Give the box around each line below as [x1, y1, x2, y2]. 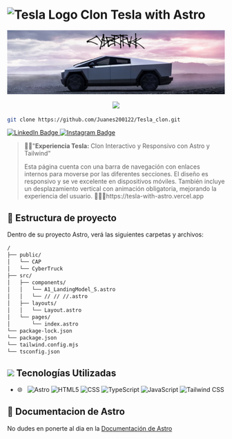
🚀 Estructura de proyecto [7, 212, 117, 224]
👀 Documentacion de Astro [7, 406, 126, 418]
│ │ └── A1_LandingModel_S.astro [7, 286, 116, 293]
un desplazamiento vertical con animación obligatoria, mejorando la [23, 185, 217, 193]
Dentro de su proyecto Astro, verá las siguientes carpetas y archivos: [7, 230, 204, 239]
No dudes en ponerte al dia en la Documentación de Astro [7, 424, 173, 432]
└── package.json [7, 335, 57, 342]
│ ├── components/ [7, 279, 67, 286]
